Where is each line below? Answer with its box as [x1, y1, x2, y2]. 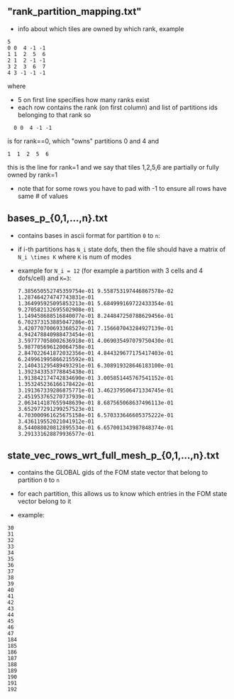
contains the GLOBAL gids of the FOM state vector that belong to [17, 468, 208, 477]
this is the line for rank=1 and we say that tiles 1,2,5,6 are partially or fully [7, 163, 220, 171]
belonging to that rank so [17, 110, 91, 119]
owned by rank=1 [7, 170, 58, 179]
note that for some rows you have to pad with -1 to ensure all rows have [17, 184, 227, 192]
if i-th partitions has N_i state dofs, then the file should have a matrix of [17, 245, 226, 253]
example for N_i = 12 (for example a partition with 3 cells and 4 [17, 266, 204, 275]
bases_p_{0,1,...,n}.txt [7, 212, 108, 224]
